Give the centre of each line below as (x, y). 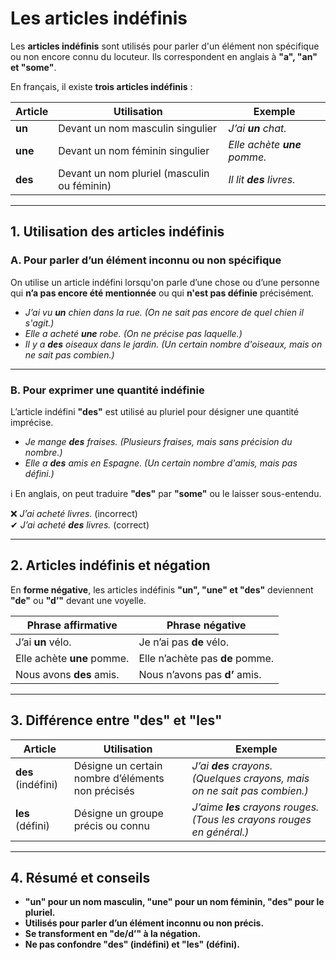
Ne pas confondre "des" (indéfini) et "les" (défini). (132, 944)
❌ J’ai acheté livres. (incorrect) (74, 513)
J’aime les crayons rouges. (255, 807)
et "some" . (33, 67)
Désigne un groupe (118, 813)
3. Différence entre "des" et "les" (116, 720)
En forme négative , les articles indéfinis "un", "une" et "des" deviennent (162, 589)
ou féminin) (85, 185)
